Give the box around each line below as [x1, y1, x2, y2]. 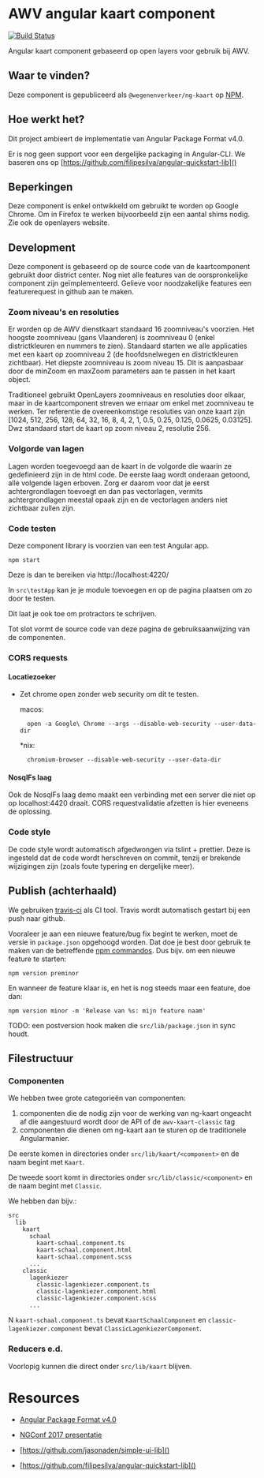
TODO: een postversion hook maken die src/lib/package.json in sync [8, 1020, 236, 1030]
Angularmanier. [19, 1134, 69, 1143]
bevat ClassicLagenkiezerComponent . [84, 1323, 203, 1334]
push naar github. [8, 913, 65, 923]
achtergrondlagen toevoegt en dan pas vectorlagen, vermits [8, 486, 203, 496]
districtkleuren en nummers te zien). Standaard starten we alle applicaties [8, 341, 247, 351]
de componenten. [8, 633, 65, 642]
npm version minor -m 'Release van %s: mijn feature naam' [8, 1007, 206, 1015]
